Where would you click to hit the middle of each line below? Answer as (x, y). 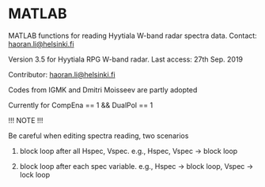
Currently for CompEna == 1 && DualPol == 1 (81, 105)
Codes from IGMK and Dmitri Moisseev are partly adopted (103, 90)
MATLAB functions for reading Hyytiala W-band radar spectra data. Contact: (132, 36)
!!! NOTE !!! (26, 120)
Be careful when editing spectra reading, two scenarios (98, 136)
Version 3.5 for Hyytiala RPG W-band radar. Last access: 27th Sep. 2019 (126, 59)
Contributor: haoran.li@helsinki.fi (62, 74)
